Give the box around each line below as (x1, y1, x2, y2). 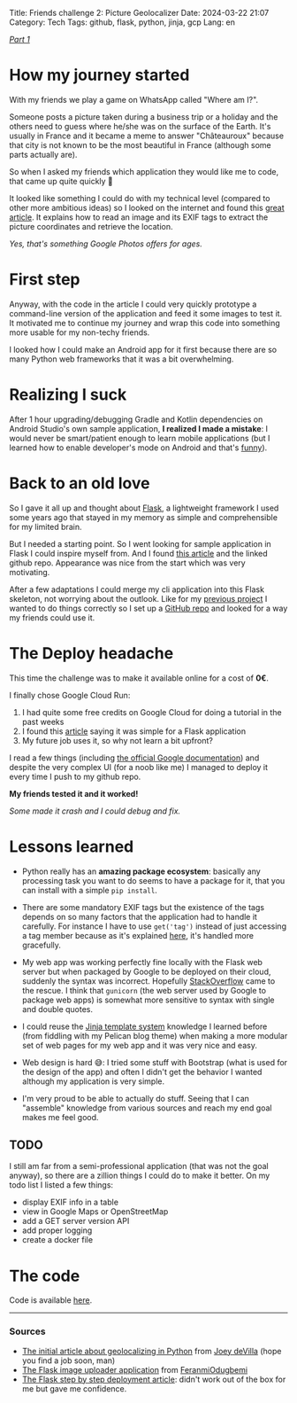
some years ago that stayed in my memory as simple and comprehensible (9, 511, 278, 522)
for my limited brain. (9, 521, 82, 532)
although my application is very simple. (21, 1076, 165, 1087)
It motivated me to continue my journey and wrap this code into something (9, 317, 280, 328)
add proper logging (21, 1225, 93, 1235)
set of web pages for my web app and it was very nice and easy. (21, 1040, 258, 1050)
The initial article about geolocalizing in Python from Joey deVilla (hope (21, 1345, 282, 1356)
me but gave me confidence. (21, 1383, 127, 1394)
